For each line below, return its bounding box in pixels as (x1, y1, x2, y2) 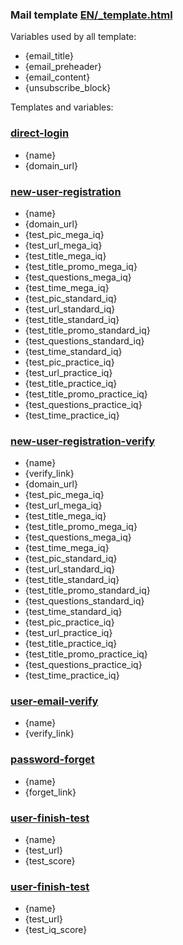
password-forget (10, 753, 95, 767)
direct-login (10, 126, 70, 140)
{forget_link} (24, 786, 77, 798)
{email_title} (24, 50, 74, 62)
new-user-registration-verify (10, 434, 156, 448)
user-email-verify (10, 694, 99, 708)
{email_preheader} (24, 61, 102, 73)
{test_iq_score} (24, 924, 88, 936)
